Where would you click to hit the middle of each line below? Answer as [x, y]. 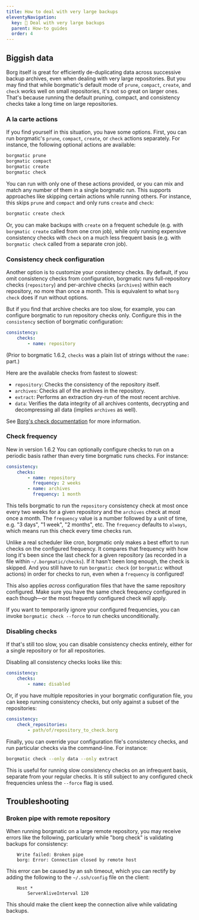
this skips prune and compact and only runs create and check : [80, 202]
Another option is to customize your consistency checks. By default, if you [97, 272]
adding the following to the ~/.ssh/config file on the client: [78, 877]
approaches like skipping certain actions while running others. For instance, [99, 196]
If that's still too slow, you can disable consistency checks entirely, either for [99, 644]
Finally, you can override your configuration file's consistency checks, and [97, 742]
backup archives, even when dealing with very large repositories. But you [96, 79]
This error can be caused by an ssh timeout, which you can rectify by [91, 871]
